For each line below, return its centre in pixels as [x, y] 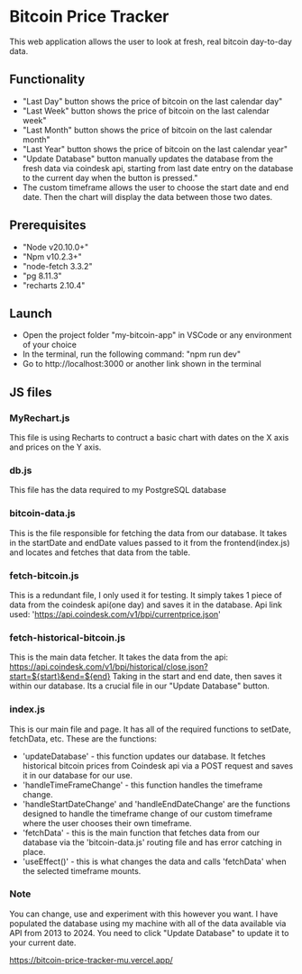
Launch [31, 313]
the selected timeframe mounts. [82, 870]
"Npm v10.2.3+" [52, 256]
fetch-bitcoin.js [44, 576]
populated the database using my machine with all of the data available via [148, 923]
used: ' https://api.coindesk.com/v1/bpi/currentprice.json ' [115, 614]
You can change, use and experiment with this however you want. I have [144, 914]
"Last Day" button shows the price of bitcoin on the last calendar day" [152, 101]
